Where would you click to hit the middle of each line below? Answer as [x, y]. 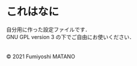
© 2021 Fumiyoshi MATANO [41, 56]
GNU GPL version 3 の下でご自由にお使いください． [71, 37]
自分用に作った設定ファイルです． [48, 29]
